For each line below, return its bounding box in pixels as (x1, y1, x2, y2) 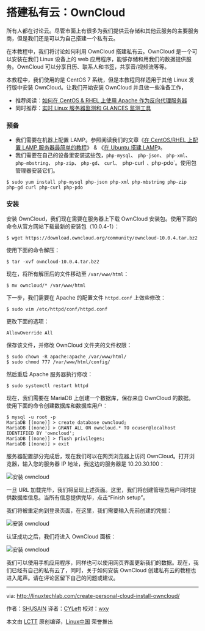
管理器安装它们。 (15, 167, 59, 175)
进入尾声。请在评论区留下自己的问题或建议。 (6, 574, 119, 581)
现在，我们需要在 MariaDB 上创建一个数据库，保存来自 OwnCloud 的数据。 (6, 394, 194, 401)
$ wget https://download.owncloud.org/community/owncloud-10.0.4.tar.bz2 (6, 235, 198, 241)
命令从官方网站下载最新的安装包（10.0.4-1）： (6, 222, 120, 230)
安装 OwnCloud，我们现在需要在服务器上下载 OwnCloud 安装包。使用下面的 (6, 215, 198, 222)
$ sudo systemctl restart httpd (6, 382, 88, 389)
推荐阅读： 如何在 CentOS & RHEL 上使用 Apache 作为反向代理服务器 (15, 96, 187, 104)
